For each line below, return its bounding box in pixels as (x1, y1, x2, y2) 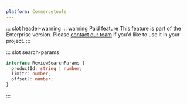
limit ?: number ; (11, 71, 51, 77)
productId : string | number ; (11, 65, 83, 71)
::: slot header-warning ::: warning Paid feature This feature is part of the (6, 25, 182, 32)
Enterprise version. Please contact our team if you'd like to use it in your (6, 31, 180, 38)
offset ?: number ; (11, 76, 54, 82)
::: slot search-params (6, 48, 60, 56)
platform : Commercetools (6, 8, 67, 15)
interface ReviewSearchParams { (6, 60, 85, 66)
